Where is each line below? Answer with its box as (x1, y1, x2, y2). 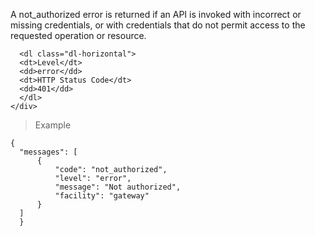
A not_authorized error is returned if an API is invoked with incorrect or (10, 9, 302, 20)
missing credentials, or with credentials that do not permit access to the (10, 19, 306, 31)
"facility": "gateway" (54, 191, 150, 201)
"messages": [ (19, 147, 78, 157)
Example (34, 119, 72, 131)
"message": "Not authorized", (54, 182, 182, 192)
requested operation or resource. (10, 30, 147, 41)
